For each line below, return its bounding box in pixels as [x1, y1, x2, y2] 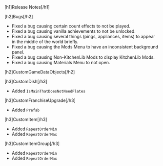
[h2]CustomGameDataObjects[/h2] [4, 69, 75, 75]
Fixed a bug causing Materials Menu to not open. [11, 60, 110, 65]
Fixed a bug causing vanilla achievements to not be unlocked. [11, 28, 136, 34]
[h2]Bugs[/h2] [4, 14, 33, 19]
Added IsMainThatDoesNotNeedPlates [11, 88, 86, 94]
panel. [11, 49, 25, 55]
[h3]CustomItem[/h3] [4, 117, 47, 122]
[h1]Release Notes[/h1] [4, 4, 50, 10]
